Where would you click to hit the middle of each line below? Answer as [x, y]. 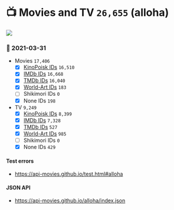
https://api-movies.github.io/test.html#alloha [69, 174]
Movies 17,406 [32, 61]
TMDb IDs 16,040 [45, 80]
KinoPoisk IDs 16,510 [49, 67]
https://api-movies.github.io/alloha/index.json [70, 201]
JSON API [18, 188]
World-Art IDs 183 [45, 87]
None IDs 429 [40, 147]
